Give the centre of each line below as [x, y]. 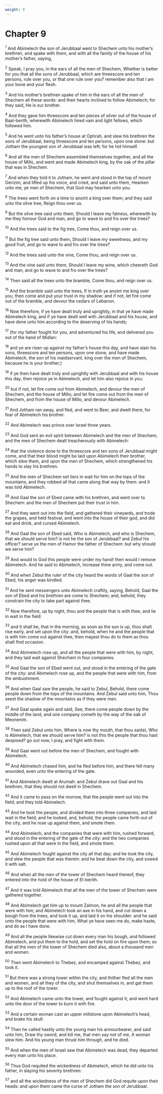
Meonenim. [16, 720]
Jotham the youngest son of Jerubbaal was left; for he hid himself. [72, 146]
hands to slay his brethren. [32, 466]
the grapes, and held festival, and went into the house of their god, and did [80, 518]
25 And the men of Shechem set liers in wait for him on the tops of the [75, 476]
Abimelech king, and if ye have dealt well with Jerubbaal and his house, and [81, 317]
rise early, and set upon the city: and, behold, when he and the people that [80, 632]
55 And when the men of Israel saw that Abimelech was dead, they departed [81, 1050]
